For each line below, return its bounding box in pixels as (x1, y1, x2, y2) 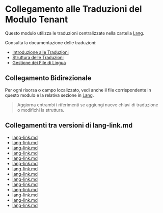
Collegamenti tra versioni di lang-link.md (5, 122, 133, 130)
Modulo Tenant (5, 14, 68, 25)
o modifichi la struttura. (17, 107, 65, 113)
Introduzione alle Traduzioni (12, 49, 69, 55)
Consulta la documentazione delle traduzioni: (5, 39, 97, 45)
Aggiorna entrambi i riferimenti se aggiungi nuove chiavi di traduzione (17, 102, 159, 108)
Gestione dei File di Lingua (12, 60, 66, 65)
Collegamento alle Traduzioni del (5, 3, 142, 15)
